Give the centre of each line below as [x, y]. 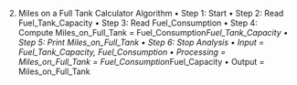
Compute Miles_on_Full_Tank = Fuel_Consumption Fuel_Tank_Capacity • [153, 32]
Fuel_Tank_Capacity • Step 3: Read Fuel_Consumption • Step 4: [138, 23]
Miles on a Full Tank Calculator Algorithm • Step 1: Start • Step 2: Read [151, 13]
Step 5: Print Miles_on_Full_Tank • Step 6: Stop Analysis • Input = [141, 42]
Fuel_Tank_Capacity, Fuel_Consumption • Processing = [122, 52]
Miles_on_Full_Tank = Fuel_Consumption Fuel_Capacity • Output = [141, 62]
